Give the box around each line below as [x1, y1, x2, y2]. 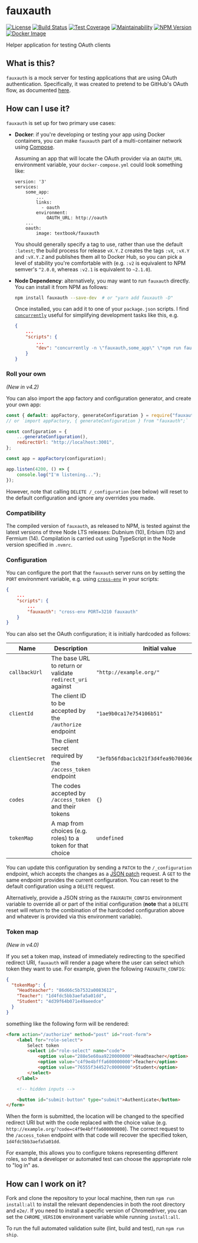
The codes [51, 782, 81, 790]
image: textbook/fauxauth [36, 230, 100, 236]
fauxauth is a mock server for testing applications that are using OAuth [6, 74, 178, 81]
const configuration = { [6, 429, 67, 435]
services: [14, 184, 39, 190]
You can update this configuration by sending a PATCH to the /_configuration [6, 864, 192, 871]
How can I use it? [6, 104, 70, 114]
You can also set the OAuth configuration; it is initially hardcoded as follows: [6, 630, 190, 637]
